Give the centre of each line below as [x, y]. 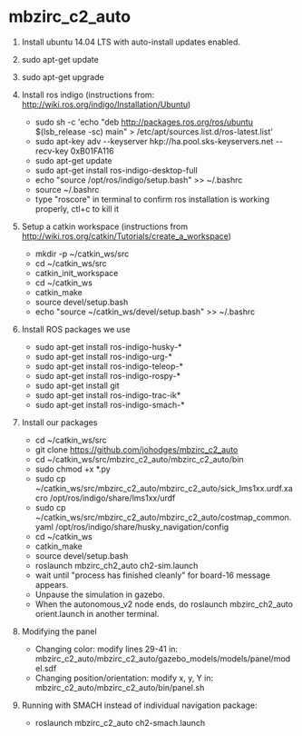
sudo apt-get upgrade [63, 77]
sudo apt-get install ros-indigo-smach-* [110, 404]
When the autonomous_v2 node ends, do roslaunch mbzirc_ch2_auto [164, 604]
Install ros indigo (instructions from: [88, 94]
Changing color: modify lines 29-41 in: [107, 649]
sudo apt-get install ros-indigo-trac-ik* [108, 395]
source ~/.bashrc [67, 189]
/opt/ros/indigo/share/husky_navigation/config [142, 527]
